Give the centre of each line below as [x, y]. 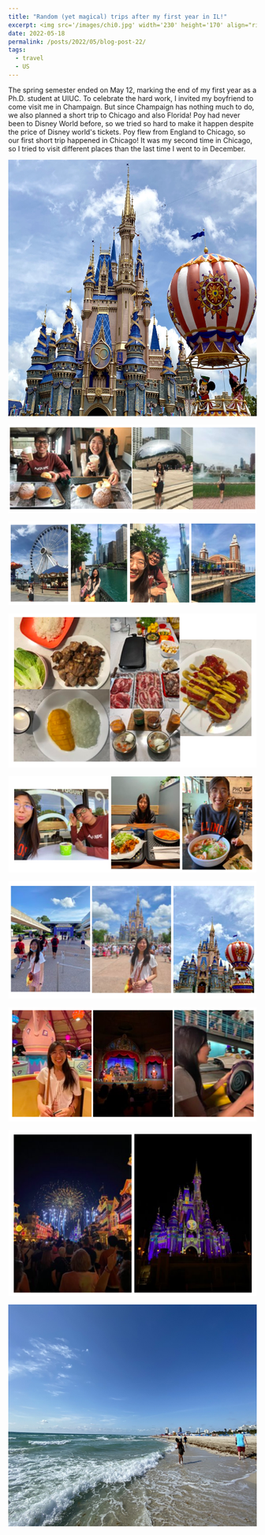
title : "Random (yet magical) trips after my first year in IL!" [118, 17]
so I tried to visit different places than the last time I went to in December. [127, 148]
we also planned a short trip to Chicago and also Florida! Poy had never [124, 115]
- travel [30, 58]
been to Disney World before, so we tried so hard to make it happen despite [131, 123]
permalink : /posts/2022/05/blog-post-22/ [77, 42]
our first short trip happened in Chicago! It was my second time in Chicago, [130, 140]
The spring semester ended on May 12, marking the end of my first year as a [132, 90]
